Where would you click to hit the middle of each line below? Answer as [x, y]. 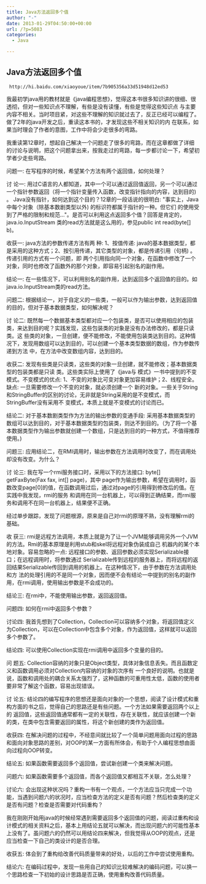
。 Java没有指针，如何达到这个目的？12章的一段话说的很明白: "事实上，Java [103, 199]
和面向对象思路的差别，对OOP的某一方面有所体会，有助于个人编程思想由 [98, 742]
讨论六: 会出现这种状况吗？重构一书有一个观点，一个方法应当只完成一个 [97, 789]
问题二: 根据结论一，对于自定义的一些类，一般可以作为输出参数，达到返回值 [102, 299]
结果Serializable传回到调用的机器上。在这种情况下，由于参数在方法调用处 [104, 567]
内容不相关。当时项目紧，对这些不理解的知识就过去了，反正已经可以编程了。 [103, 114]
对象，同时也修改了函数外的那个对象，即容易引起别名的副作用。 [87, 266]
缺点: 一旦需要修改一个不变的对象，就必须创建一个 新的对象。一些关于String [102, 387]
